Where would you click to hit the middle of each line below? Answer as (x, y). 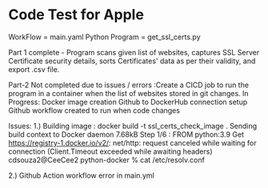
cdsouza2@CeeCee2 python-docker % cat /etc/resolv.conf (107, 160)
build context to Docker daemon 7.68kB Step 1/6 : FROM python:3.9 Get (126, 134)
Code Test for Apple (76, 15)
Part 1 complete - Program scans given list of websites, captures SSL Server (134, 52)
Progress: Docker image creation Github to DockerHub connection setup (128, 102)
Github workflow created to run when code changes (94, 110)
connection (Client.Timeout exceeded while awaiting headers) (111, 151)
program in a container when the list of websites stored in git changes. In (129, 93)
